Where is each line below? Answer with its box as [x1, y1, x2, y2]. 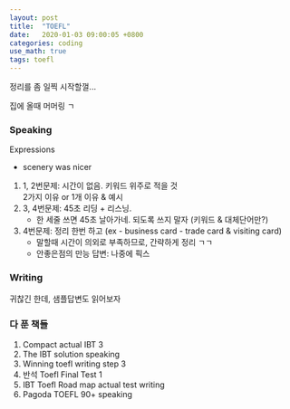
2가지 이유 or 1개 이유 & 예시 [22, 192, 124, 203]
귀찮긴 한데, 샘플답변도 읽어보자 [9, 293, 121, 304]
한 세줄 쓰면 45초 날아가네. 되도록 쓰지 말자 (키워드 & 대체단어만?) [35, 214, 269, 225]
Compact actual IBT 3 [22, 338, 104, 349]
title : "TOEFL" [9, 22, 71, 31]
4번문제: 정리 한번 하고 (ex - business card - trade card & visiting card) [22, 225, 283, 236]
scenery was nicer [22, 162, 92, 173]
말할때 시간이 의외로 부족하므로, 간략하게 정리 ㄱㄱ [35, 237, 213, 248]
